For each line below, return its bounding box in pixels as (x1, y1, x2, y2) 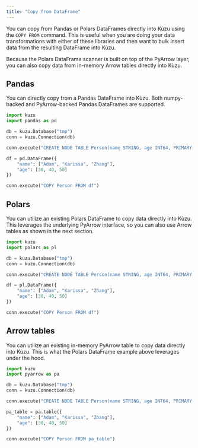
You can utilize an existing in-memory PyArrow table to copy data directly (6, 342, 186, 349)
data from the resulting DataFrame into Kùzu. (6, 44, 116, 51)
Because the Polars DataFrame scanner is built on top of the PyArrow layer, (6, 55, 190, 62)
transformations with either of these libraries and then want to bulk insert (6, 37, 185, 45)
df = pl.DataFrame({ (6, 282, 58, 288)
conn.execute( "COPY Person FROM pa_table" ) (6, 436, 116, 442)
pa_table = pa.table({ (6, 409, 62, 415)
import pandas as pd (6, 118, 58, 124)
